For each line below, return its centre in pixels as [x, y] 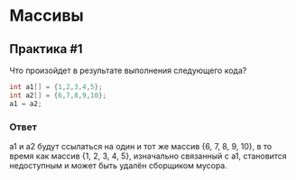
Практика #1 [46, 49]
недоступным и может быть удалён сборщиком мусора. [119, 165]
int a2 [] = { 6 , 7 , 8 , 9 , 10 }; [58, 95]
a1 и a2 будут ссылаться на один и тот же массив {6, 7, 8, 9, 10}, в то [141, 146]
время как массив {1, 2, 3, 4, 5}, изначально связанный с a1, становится [148, 156]
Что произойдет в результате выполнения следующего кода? [128, 70]
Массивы [46, 16]
